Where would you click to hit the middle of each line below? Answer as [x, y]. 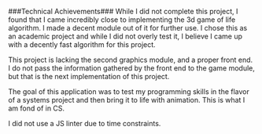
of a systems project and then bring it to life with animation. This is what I [127, 100]
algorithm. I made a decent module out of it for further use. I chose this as [128, 28]
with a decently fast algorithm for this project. [82, 45]
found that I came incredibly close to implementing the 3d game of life [122, 20]
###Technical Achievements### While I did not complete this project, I [123, 11]
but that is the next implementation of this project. [89, 76]
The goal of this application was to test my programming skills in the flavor [129, 92]
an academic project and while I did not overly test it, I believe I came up [125, 36]
